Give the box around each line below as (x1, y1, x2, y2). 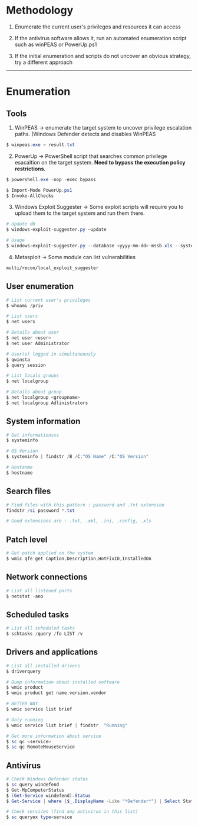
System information (6, 417, 81, 427)
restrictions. (14, 165, 46, 172)
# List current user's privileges (6, 297, 91, 303)
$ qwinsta (6, 356, 31, 363)
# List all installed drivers (6, 663, 81, 669)
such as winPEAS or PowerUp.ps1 (14, 41, 97, 48)
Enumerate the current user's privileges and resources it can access (14, 23, 181, 30)
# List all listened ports (6, 588, 72, 593)
